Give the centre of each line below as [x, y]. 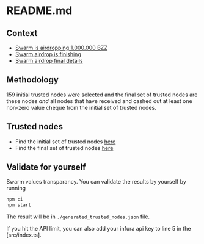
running [16, 188]
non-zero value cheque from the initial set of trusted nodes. [82, 107]
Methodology [33, 80]
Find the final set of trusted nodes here [64, 148]
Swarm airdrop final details [49, 61]
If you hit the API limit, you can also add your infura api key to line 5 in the [99, 229]
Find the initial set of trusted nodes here [65, 142]
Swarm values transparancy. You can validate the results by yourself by [96, 182]
